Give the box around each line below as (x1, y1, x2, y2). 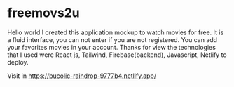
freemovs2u (7, 5, 80, 21)
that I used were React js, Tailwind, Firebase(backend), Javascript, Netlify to (7, 51, 227, 59)
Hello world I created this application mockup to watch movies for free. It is (7, 28, 224, 36)
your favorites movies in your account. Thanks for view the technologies (7, 43, 216, 51)
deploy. (7, 58, 29, 66)
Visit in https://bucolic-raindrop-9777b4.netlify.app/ (7, 72, 156, 80)
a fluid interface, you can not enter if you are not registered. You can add (7, 35, 218, 43)
